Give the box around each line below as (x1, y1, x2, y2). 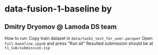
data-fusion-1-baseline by (4, 3, 112, 14)
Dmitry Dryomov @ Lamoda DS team (4, 23, 117, 31)
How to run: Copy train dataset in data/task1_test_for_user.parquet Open (4, 35, 153, 41)
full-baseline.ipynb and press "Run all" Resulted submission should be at (4, 41, 153, 46)
